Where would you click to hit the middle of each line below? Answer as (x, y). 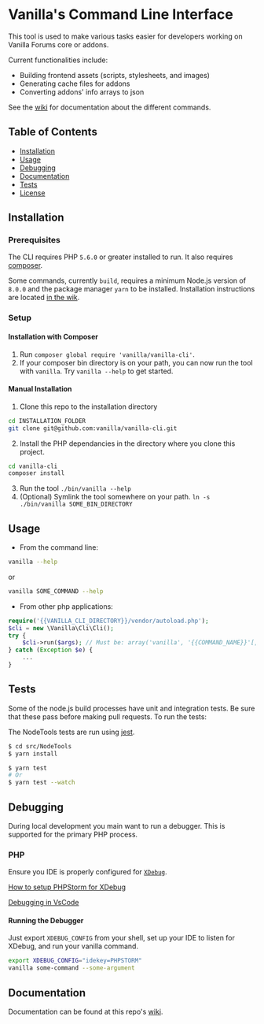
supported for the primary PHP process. (73, 834)
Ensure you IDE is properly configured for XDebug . (88, 872)
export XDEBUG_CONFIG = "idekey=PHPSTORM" (75, 961)
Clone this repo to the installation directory (88, 406)
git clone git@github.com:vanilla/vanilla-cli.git (93, 428)
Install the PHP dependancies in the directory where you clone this (127, 443)
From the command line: (59, 547)
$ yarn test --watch (42, 783)
